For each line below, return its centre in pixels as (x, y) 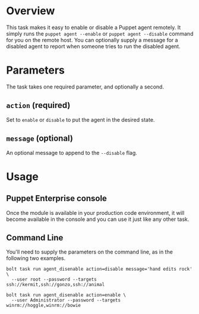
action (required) (38, 105)
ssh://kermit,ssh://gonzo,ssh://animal (56, 285)
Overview (31, 11)
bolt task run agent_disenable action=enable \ (66, 295)
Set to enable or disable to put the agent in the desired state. (80, 119)
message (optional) (40, 139)
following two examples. (36, 258)
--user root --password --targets (54, 280)
